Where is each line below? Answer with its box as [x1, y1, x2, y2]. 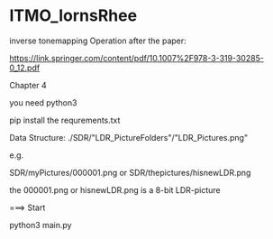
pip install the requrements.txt [9, 115, 121, 125]
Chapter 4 [9, 79, 47, 90]
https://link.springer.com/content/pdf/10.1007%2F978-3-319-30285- [9, 52, 264, 63]
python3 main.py [9, 219, 72, 230]
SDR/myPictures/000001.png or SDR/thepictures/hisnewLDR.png [9, 167, 251, 178]
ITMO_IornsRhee [9, 5, 138, 26]
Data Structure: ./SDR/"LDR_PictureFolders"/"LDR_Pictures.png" [9, 132, 249, 142]
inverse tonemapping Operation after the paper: [9, 35, 187, 46]
